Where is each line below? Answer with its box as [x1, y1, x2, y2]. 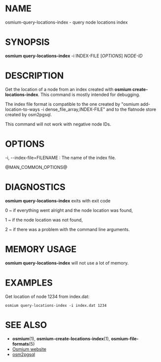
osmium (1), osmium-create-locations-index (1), [12, 335, 110, 341]
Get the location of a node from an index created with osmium [5, 86, 132, 92]
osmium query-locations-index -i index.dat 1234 [5, 303, 107, 308]
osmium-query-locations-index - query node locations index [5, 19, 128, 25]
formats [12, 341, 30, 347]
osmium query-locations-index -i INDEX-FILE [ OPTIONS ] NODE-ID [5, 53, 143, 59]
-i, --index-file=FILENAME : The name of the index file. [5, 155, 116, 161]
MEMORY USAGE [5, 243, 77, 255]
